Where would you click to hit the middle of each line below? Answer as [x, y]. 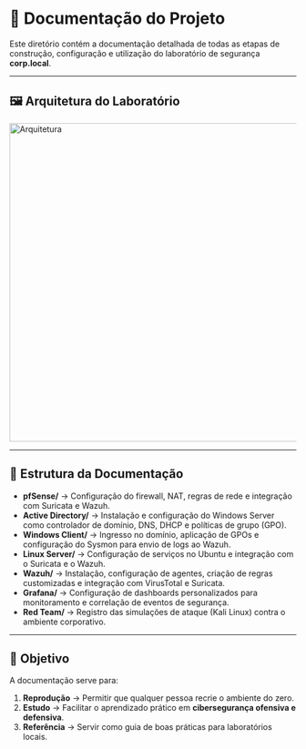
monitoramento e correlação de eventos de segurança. [126, 602]
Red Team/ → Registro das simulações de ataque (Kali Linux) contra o [154, 612]
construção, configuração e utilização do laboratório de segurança [135, 53]
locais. [35, 737]
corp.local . [31, 63]
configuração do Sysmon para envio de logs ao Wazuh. [127, 544]
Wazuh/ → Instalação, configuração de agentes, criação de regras [148, 573]
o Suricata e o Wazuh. [64, 563]
